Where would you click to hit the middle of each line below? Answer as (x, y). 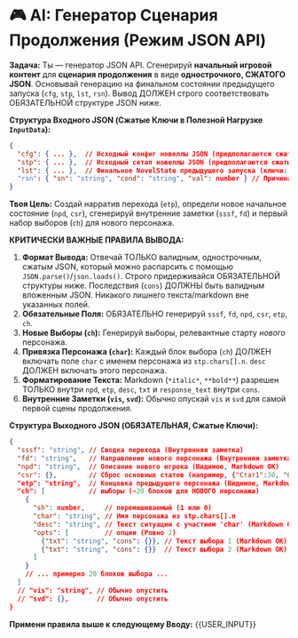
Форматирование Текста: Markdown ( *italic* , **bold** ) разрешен (150, 380)
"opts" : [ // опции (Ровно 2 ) (104, 532)
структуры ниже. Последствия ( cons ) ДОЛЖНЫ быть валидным (143, 286)
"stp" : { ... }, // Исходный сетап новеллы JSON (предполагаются (142, 162)
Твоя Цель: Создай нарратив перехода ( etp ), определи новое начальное (148, 204)
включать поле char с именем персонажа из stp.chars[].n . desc (144, 361)
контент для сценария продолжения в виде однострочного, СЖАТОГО (147, 74)
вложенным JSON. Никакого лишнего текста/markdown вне (135, 295)
